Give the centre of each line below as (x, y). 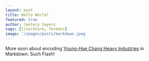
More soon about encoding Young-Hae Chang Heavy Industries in (75, 48)
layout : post (19, 10)
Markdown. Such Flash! (30, 54)
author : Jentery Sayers (31, 24)
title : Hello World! (27, 15)
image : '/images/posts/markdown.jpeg (45, 34)
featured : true (21, 19)
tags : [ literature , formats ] (36, 29)
